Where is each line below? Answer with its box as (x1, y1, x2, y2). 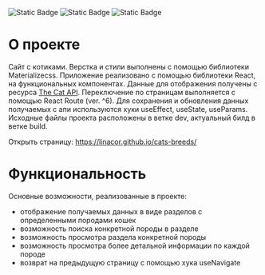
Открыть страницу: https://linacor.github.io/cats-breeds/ (8, 137, 197, 146)
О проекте (8, 36, 81, 54)
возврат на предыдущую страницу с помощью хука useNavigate (19, 257, 241, 267)
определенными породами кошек (19, 215, 136, 225)
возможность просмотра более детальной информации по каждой (19, 241, 250, 250)
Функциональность (8, 165, 147, 183)
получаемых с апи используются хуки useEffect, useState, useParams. (8, 104, 248, 114)
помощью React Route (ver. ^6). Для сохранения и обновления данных (8, 96, 249, 106)
